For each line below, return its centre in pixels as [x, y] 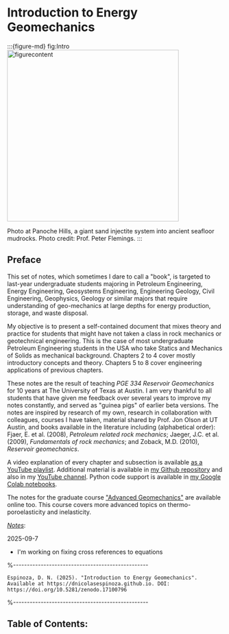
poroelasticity [26, 512]
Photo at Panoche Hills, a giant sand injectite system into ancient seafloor [111, 231]
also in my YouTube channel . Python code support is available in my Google [114, 477]
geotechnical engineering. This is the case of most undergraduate [100, 340]
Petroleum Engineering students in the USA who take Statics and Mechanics [115, 348]
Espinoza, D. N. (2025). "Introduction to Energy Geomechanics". [102, 578]
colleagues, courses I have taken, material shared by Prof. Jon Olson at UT [112, 419]
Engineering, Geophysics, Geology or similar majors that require [97, 298]
